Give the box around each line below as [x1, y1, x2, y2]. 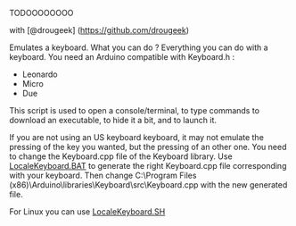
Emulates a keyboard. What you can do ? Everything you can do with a [9, 42, 269, 53]
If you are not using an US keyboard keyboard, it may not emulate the [9, 132, 265, 142]
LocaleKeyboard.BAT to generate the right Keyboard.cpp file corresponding [9, 161, 287, 171]
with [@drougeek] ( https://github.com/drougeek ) [9, 25, 190, 35]
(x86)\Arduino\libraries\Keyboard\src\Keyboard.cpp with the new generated [9, 180, 288, 190]
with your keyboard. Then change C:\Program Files [9, 170, 197, 180]
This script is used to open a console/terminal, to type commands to [9, 105, 260, 115]
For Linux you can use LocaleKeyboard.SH [9, 206, 166, 217]
